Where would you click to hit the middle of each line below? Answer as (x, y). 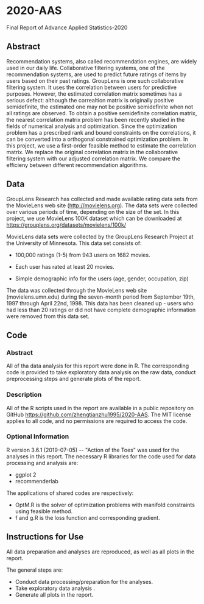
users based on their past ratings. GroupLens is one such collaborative (95, 80)
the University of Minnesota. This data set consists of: (74, 243)
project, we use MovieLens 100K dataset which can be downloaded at (94, 218)
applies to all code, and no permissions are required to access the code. (97, 421)
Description (24, 395)
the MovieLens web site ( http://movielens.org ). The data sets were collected (102, 205)
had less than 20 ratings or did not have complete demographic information (101, 310)
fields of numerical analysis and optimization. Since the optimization (92, 126)
